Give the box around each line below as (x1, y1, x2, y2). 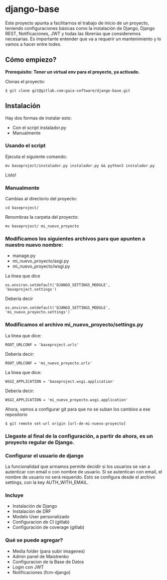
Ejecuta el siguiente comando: (5, 153, 67, 159)
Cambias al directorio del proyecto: (5, 196, 77, 202)
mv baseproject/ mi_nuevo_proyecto (5, 224, 79, 229)
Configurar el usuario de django (5, 452, 84, 459)
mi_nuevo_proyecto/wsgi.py (12, 263, 70, 270)
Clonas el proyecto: (5, 78, 45, 84)
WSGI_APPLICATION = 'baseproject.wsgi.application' (5, 379, 115, 384)
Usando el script (5, 142, 46, 149)
